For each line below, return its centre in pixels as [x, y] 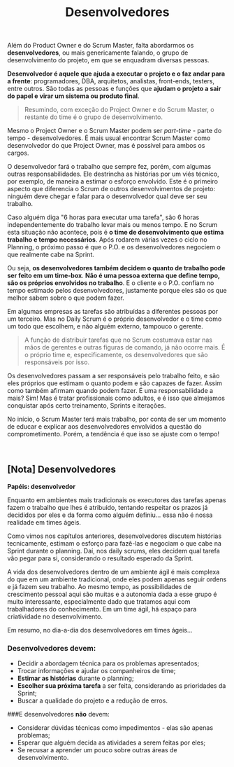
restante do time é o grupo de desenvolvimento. [93, 117]
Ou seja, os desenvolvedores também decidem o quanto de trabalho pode [116, 268]
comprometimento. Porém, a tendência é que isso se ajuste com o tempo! [114, 434]
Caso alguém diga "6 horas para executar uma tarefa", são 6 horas [103, 217]
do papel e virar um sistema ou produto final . [73, 96]
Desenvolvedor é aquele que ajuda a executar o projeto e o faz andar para [116, 74]
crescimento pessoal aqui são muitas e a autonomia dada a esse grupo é [112, 594]
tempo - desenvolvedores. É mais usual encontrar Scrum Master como [109, 138]
